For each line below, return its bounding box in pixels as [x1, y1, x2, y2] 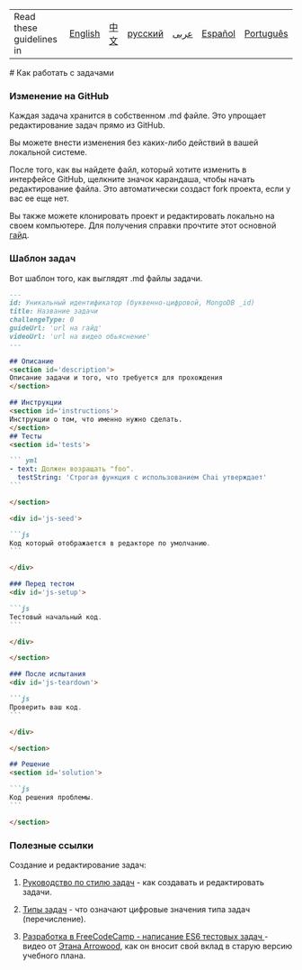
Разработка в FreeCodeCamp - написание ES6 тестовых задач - [22, 931, 269, 942]
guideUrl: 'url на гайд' [9, 324, 102, 333]
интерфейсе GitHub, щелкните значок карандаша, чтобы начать [9, 174, 255, 185]
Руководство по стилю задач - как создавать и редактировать [22, 877, 265, 888]
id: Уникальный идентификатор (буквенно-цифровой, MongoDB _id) [9, 298, 255, 307]
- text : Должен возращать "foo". [9, 464, 135, 474]
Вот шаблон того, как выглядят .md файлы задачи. [9, 272, 203, 283]
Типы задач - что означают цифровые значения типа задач [22, 904, 251, 915]
